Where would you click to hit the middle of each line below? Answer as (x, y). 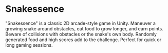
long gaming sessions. (29, 45)
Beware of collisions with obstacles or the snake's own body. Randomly (81, 34)
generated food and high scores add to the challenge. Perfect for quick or (83, 40)
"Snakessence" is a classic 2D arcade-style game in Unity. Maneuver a (80, 23)
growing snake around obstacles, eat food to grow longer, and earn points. (84, 28)
